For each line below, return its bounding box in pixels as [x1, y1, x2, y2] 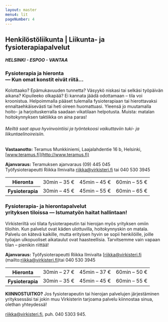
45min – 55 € [79, 188, 111, 195]
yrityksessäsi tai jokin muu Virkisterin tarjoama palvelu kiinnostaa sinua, [5, 296, 153, 302]
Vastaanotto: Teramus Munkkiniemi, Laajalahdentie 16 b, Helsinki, [5, 146, 142, 152]
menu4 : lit [5, 12, 28, 17]
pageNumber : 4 [5, 17, 35, 22]
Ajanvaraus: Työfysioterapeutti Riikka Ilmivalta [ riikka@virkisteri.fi [5, 251, 142, 257]
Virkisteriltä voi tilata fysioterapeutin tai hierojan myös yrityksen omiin [5, 220, 149, 226]
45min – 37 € [79, 268, 111, 275]
